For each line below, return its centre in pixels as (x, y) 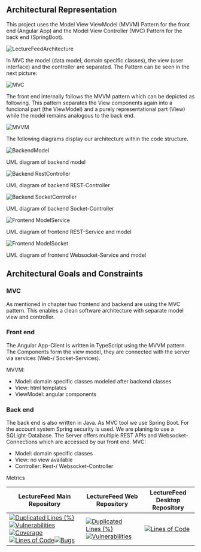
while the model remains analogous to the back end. (71, 115)
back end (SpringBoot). (35, 37)
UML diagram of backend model (46, 162)
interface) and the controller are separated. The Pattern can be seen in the (98, 67)
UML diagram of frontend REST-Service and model (69, 232)
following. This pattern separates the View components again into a (89, 103)
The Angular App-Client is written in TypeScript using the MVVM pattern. (96, 345)
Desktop (168, 500)
